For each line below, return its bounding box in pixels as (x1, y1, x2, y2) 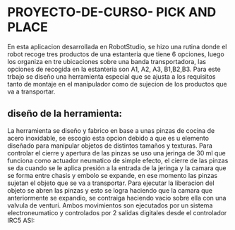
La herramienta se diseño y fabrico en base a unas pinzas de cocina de (7, 126, 215, 134)
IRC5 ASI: (7, 216, 35, 224)
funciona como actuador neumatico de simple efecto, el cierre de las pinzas (7, 156, 229, 165)
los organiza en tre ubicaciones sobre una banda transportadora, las (7, 57, 207, 65)
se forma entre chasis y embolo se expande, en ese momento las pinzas (7, 171, 217, 179)
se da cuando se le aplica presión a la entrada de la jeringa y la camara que (7, 163, 227, 172)
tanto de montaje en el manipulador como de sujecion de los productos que (7, 79, 227, 88)
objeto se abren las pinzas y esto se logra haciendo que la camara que (7, 186, 213, 194)
